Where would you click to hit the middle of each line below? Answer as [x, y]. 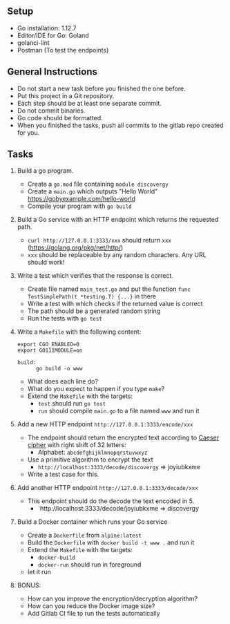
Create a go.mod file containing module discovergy [98, 184]
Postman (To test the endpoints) [63, 50]
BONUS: [29, 585]
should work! [46, 263]
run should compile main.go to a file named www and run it [118, 411]
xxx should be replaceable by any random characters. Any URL [117, 255]
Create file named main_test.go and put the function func [109, 289]
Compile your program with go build [80, 206]
